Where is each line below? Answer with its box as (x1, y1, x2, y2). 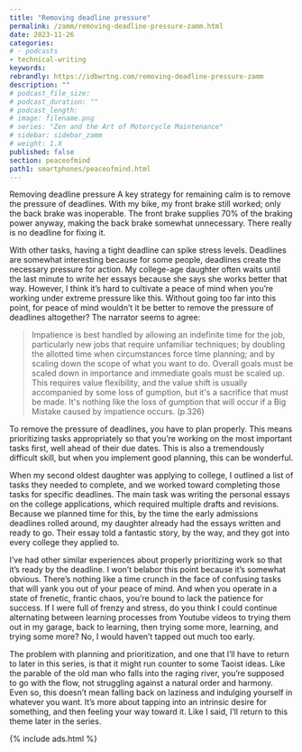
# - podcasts (9, 47, 59, 56)
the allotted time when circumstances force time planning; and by (31, 348, 275, 359)
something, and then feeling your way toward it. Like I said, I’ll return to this (9, 706, 288, 718)
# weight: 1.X (9, 139, 63, 148)
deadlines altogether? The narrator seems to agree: (9, 312, 201, 323)
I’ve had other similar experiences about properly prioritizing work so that (9, 554, 282, 565)
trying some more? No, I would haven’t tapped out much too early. (9, 631, 255, 642)
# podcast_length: (9, 106, 78, 115)
